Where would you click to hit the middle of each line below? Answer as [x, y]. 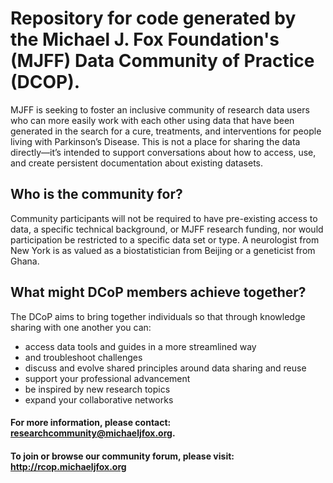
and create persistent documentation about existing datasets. [136, 163]
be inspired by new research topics [97, 389]
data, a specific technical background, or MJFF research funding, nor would [167, 229]
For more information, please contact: [91, 423]
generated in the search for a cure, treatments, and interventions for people [166, 131]
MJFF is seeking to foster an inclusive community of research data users [160, 109]
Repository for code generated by [153, 18]
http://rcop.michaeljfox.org [68, 466]
